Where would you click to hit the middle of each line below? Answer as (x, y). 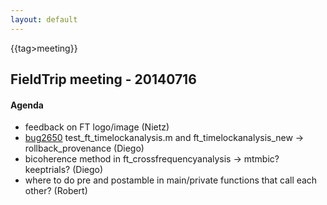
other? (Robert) (56, 191)
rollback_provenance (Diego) (84, 148)
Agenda (27, 105)
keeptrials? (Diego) (64, 170)
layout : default (44, 19)
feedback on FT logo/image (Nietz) (97, 127)
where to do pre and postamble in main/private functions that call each (171, 180)
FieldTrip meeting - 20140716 (103, 79)
